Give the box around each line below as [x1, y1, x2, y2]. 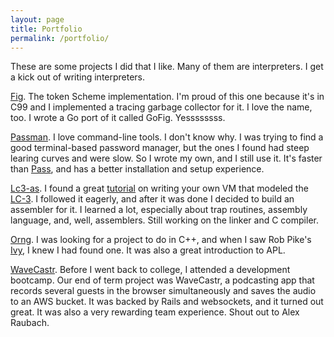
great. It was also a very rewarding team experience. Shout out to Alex [10, 306, 300, 318]
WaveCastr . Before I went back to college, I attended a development [10, 264, 291, 276]
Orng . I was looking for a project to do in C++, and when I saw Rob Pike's [10, 234, 312, 246]
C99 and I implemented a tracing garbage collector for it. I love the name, [10, 101, 313, 113]
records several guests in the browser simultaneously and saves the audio [10, 285, 317, 297]
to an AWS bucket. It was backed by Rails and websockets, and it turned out [10, 296, 324, 308]
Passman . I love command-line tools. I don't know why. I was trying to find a [10, 131, 324, 143]
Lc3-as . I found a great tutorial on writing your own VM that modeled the [10, 182, 309, 195]
